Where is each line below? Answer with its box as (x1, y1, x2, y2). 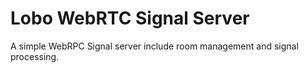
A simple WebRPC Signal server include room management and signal (10, 40, 299, 52)
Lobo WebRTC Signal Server (10, 7, 250, 30)
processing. (10, 50, 60, 62)
